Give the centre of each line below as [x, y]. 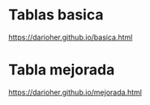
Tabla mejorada [62, 70]
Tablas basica [56, 15]
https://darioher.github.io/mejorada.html [75, 92]
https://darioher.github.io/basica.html [71, 37]
